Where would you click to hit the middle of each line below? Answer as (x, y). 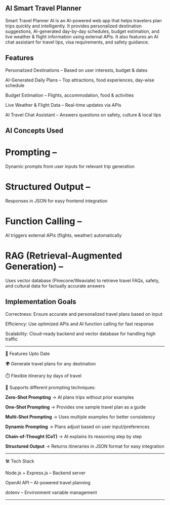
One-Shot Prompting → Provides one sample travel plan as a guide (76, 407)
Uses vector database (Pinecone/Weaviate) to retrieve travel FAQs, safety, (82, 280)
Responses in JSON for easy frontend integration (56, 201)
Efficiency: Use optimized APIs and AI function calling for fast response (80, 324)
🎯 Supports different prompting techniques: (51, 387)
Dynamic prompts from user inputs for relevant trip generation (70, 166)
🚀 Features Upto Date (28, 353)
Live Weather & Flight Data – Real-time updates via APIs (63, 105)
